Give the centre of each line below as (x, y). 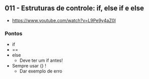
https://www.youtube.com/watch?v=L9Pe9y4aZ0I (64, 20)
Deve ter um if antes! (41, 60)
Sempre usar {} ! (29, 66)
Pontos (14, 33)
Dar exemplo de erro (41, 71)
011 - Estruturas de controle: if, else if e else (74, 8)
